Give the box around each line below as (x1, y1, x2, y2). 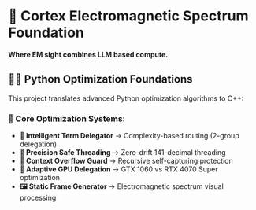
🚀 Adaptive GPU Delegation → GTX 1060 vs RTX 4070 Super (19, 164, 218, 174)
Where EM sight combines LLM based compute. (8, 50, 169, 59)
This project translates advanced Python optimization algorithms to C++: (8, 94, 244, 103)
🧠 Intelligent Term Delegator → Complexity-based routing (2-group (19, 131, 239, 141)
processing (19, 193, 57, 203)
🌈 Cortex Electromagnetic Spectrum (8, 7, 250, 25)
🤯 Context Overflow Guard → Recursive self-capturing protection (19, 157, 234, 166)
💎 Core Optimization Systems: (8, 113, 126, 124)
